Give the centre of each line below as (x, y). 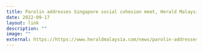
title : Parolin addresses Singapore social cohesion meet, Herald (92, 12)
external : (19, 39)
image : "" (19, 34)
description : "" (27, 28)
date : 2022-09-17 (28, 17)
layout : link (23, 23)
